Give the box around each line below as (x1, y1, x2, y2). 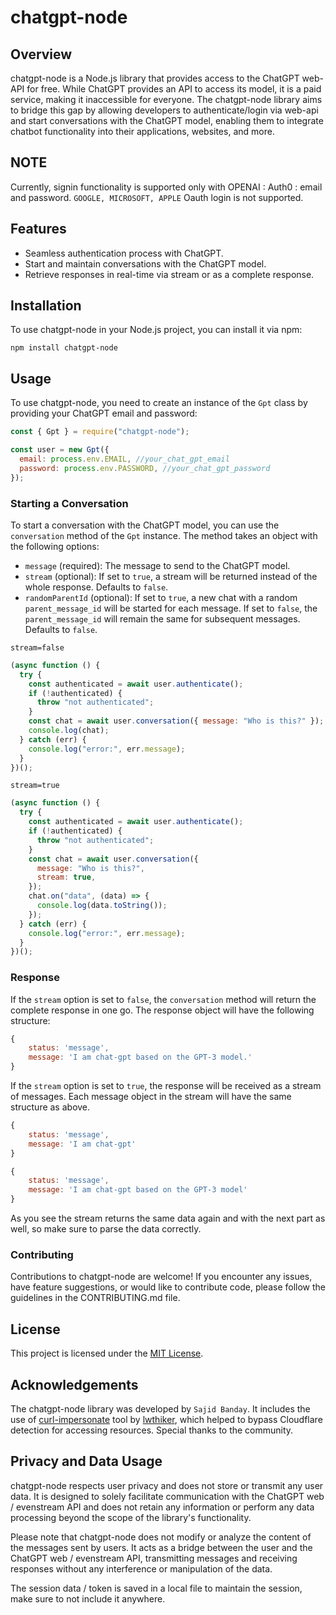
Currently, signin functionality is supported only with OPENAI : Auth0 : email (10, 181, 323, 193)
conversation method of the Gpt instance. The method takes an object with (10, 529, 318, 541)
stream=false (10, 642, 65, 653)
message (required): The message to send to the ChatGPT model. (24, 559, 291, 571)
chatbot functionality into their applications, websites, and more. (10, 126, 275, 137)
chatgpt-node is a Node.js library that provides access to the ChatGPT (10, 72, 300, 84)
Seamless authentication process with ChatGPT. (24, 247, 224, 259)
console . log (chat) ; (28, 726, 110, 736)
